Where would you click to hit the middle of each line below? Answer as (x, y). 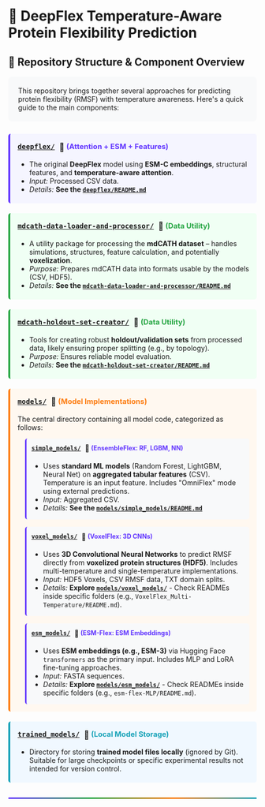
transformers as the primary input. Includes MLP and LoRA (138, 659)
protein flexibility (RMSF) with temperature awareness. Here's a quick (131, 99)
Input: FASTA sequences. (84, 676)
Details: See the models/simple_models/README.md (123, 507)
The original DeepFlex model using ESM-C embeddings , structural (138, 164)
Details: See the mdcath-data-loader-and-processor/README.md (130, 285)
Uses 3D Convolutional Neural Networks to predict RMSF (138, 555)
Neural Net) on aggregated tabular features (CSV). (127, 474)
